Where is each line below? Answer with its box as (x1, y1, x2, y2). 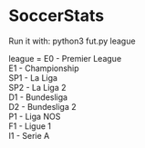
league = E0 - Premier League (8, 53, 122, 64)
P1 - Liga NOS (8, 111, 61, 122)
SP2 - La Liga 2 (8, 82, 67, 93)
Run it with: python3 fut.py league (8, 35, 136, 46)
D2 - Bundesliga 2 (8, 101, 77, 112)
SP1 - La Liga (8, 72, 58, 83)
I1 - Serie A (8, 130, 50, 141)
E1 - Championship (8, 63, 79, 74)
